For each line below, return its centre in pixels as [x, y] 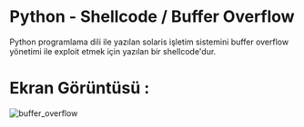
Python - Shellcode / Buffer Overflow [152, 17]
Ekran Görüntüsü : [80, 88]
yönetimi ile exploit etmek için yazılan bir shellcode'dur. [113, 51]
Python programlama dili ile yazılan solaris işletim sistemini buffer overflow [149, 42]
